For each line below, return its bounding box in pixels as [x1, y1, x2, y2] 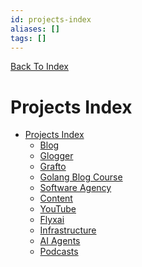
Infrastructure [39, 224, 97, 236]
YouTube [39, 203, 77, 215]
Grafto [39, 161, 67, 173]
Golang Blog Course [39, 171, 123, 183]
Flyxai [39, 214, 65, 226]
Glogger [39, 150, 74, 162]
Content [39, 192, 73, 205]
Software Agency [39, 182, 112, 194]
